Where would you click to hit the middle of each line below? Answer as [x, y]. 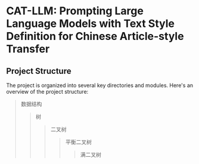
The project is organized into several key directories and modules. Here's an [100, 85]
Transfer [28, 49]
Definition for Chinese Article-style [95, 36]
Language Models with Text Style [90, 24]
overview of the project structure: [47, 92]
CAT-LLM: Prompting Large [75, 11]
